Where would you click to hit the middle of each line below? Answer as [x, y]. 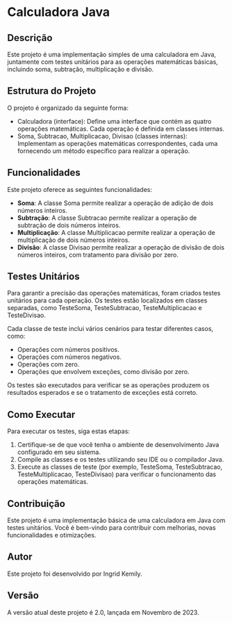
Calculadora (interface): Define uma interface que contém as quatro [114, 121]
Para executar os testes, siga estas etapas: [69, 431]
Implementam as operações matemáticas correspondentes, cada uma [117, 143]
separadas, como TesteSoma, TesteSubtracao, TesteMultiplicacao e [105, 308]
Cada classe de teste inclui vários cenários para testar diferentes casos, [110, 329]
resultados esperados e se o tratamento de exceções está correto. [102, 393]
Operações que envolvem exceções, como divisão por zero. [103, 372]
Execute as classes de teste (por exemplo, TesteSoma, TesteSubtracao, [120, 467]
